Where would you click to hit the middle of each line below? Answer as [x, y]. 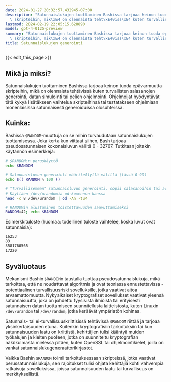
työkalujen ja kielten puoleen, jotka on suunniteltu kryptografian [72, 337]
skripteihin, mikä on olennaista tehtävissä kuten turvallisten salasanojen [80, 91]
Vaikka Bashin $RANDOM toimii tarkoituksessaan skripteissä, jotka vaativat [80, 358]
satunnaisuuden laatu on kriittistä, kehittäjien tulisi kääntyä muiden [75, 332]
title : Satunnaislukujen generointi [44, 43]
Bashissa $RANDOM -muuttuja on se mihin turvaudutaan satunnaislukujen [79, 136]
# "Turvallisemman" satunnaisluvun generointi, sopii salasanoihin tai [83, 188]
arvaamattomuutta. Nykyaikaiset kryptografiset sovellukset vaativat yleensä [85, 295]
